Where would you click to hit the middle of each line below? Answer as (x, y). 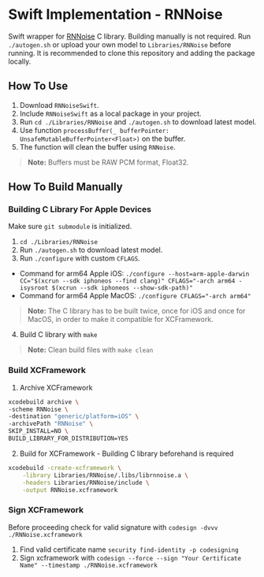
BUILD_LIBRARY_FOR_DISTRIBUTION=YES (68, 438)
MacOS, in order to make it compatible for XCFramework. (121, 320)
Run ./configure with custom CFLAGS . (80, 258)
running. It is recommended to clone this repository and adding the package (132, 53)
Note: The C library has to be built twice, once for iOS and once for (136, 311)
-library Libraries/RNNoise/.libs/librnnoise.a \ (106, 475)
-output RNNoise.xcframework (70, 490)
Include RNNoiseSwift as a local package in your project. (111, 113)
